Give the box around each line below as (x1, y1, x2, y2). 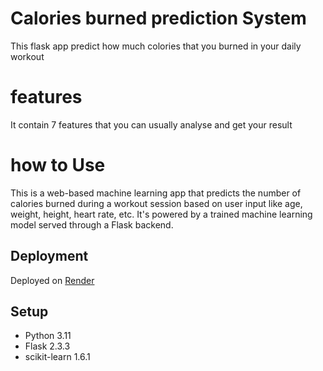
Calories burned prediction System (10, 7, 307, 30)
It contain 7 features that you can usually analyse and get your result (10, 118, 293, 131)
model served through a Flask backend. (10, 218, 174, 231)
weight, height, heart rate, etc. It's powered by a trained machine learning (10, 208, 313, 220)
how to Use (10, 154, 106, 177)
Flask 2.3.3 (24, 340, 71, 352)
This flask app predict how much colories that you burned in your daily (10, 40, 302, 52)
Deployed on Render (10, 274, 95, 286)
